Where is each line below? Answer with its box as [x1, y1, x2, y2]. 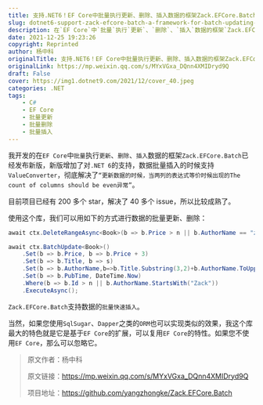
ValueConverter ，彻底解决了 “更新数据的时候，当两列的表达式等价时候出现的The [8, 170, 241, 179]
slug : [8, 19, 26, 27]
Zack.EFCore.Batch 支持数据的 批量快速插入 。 [8, 302, 145, 311]
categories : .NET [8, 84, 65, 92]
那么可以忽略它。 [46, 338, 102, 347]
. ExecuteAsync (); [22, 287, 79, 295]
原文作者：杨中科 [27, 354, 83, 364]
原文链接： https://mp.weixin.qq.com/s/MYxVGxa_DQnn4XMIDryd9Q [27, 371, 249, 381]
